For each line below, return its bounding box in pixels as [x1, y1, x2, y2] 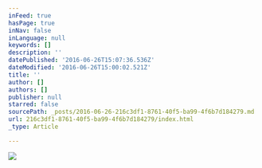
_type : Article [8, 123, 59, 131]
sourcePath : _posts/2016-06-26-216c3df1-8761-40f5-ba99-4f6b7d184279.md [8, 108, 255, 116]
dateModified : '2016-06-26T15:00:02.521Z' [8, 64, 151, 72]
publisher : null [8, 93, 62, 101]
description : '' [8, 49, 62, 57]
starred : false [8, 100, 59, 108]
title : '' [8, 71, 41, 79]
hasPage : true [8, 19, 56, 27]
